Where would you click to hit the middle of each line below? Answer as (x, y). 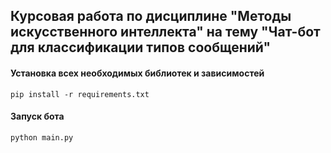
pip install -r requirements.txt (80, 94)
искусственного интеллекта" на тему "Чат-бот (165, 32)
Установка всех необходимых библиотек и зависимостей (137, 73)
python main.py (42, 137)
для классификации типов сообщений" (141, 47)
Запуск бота (37, 116)
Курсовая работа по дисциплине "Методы (151, 16)
